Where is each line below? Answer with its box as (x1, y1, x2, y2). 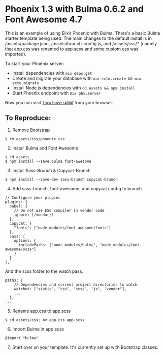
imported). (5, 51, 27, 57)
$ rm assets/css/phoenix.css (5, 136, 65, 141)
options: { (14, 238, 36, 243)
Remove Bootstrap (12, 127, 50, 133)
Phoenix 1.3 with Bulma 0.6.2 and (5, 3, 144, 15)
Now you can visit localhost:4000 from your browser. (5, 99, 113, 105)
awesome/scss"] (5, 247, 36, 252)
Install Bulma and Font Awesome (12, 145, 79, 151)
